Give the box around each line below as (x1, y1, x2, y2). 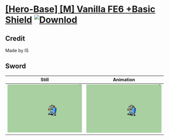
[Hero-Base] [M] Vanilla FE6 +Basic (5, 4, 156, 15)
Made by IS (5, 48, 29, 53)
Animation (113, 77, 135, 83)
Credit (5, 34, 25, 43)
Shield (5, 14, 33, 26)
